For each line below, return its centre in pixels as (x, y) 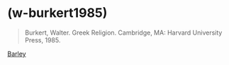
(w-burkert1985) (57, 13)
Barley (17, 54)
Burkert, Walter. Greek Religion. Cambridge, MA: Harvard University (123, 32)
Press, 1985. (43, 40)
